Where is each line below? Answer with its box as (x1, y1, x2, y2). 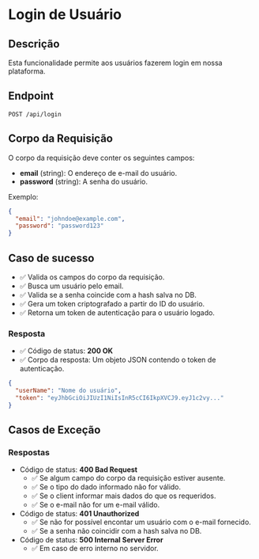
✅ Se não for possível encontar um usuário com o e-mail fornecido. (31, 517, 251, 527)
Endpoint (8, 89, 54, 103)
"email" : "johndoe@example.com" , (15, 215, 126, 222)
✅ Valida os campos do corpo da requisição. (19, 272, 165, 282)
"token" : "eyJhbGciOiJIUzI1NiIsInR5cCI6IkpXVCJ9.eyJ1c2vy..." (15, 394, 224, 401)
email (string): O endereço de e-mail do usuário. (19, 168, 178, 177)
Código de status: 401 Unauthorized (19, 509, 140, 519)
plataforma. (8, 67, 46, 76)
